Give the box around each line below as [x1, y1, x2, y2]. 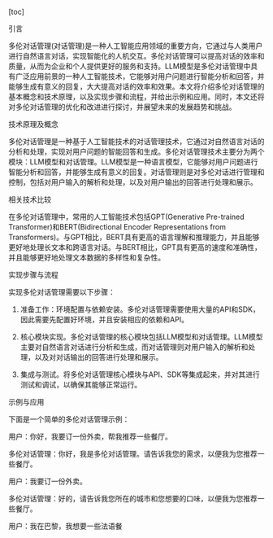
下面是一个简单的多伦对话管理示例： [8, 414, 130, 424]
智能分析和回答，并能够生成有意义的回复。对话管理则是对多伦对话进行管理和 [8, 167, 265, 177]
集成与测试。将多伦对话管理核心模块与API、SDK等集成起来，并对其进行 [19, 370, 260, 379]
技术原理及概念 [8, 120, 58, 129]
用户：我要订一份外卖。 [8, 476, 87, 486]
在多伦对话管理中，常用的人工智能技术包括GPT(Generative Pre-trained [8, 212, 245, 221]
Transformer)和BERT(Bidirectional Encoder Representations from [8, 222, 226, 231]
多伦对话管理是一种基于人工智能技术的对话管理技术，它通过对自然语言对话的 [8, 137, 265, 146]
